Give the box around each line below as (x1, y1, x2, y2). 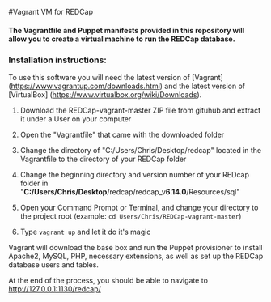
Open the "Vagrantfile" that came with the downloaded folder (19, 130, 225, 139)
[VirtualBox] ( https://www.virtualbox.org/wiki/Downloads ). (8, 89, 202, 100)
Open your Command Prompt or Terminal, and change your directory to (19, 202, 259, 212)
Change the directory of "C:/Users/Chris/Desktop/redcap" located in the (19, 145, 262, 155)
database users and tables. (8, 259, 100, 270)
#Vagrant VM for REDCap (8, 7, 93, 16)
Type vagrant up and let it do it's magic (19, 227, 151, 236)
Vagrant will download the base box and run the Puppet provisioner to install (8, 242, 263, 252)
